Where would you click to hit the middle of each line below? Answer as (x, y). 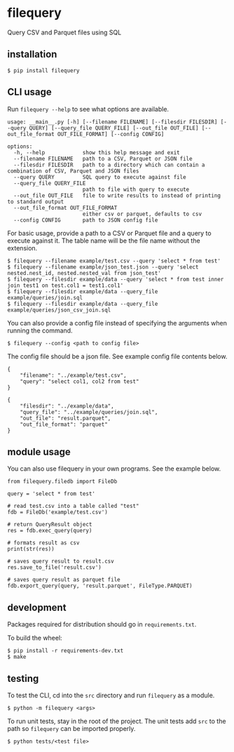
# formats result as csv (43, 543)
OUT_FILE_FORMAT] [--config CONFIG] (111, 134)
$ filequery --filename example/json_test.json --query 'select (103, 267)
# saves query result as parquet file (64, 580)
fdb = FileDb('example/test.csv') (58, 512)
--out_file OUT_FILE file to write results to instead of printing (117, 195)
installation (32, 54)
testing (23, 678)
